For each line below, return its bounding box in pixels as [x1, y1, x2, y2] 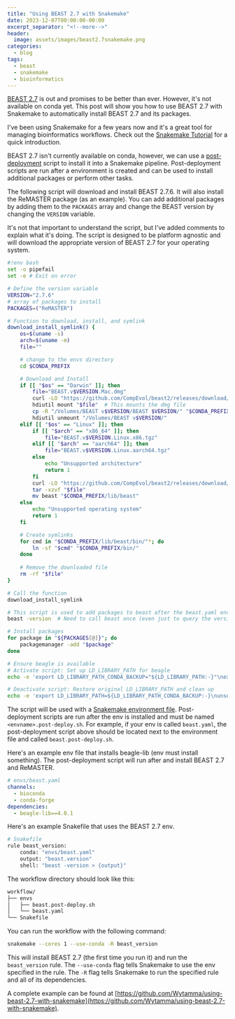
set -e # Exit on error [7, 273, 77, 280]
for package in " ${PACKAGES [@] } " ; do [7, 635, 117, 642]
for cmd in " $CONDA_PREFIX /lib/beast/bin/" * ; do [20, 538, 164, 545]
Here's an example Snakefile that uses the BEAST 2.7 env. [7, 822, 175, 831]
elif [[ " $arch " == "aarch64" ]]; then [32, 440, 149, 447]
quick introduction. [7, 138, 62, 147]
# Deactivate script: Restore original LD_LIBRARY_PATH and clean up [7, 686, 215, 693]
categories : [7, 43, 42, 50]
